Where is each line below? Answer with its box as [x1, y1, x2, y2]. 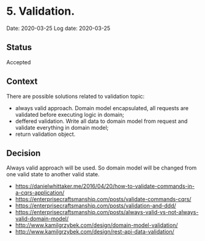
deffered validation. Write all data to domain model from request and [15, 117, 188, 125]
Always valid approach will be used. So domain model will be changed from [6, 164, 197, 172]
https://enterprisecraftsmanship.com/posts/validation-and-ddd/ [15, 202, 176, 209]
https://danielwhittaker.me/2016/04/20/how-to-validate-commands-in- [15, 182, 195, 190]
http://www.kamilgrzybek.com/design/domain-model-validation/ [15, 221, 178, 229]
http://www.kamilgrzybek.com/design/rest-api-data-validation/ [15, 228, 174, 235]
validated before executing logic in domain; [15, 111, 124, 118]
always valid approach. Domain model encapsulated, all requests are [15, 104, 189, 111]
